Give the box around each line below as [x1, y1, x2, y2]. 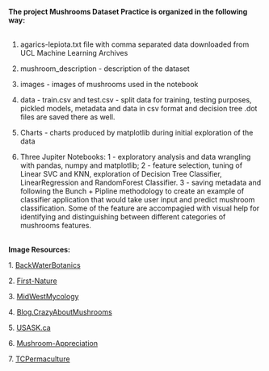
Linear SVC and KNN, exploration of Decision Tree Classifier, [19, 169, 222, 178]
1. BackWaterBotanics [8, 261, 81, 269]
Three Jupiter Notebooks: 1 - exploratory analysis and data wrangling [19, 152, 251, 161]
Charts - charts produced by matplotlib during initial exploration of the [19, 128, 254, 137]
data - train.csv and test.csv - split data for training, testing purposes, [19, 95, 252, 104]
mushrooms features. [19, 221, 91, 230]
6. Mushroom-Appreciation [8, 339, 99, 348]
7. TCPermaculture [8, 354, 70, 364]
